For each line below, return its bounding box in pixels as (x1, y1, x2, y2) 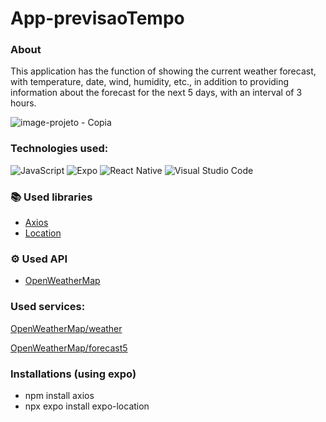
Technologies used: (10, 142, 109, 156)
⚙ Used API (10, 252, 68, 266)
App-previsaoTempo (10, 7, 185, 30)
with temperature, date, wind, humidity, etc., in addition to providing (10, 76, 290, 88)
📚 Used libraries (10, 190, 93, 204)
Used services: (10, 300, 86, 314)
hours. (10, 97, 37, 109)
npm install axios (24, 389, 95, 401)
